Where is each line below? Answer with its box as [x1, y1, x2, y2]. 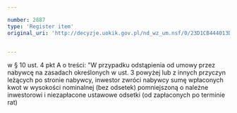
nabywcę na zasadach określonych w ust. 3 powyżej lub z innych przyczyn [7, 68, 226, 77]
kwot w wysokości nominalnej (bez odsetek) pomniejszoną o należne [7, 84, 209, 92]
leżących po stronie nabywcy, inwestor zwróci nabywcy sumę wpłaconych [7, 76, 224, 84]
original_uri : [7, 29, 49, 36]
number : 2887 [7, 16, 46, 23]
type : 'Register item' [7, 22, 74, 30]
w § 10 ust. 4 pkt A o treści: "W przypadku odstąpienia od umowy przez [7, 61, 216, 69]
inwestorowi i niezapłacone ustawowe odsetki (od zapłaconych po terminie [7, 91, 226, 99]
